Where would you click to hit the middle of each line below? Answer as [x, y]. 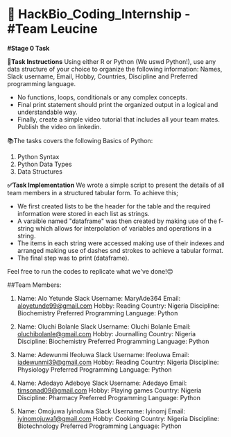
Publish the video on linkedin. [59, 126]
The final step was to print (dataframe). [73, 258]
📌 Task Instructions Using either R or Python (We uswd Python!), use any [112, 61]
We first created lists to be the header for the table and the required [114, 206]
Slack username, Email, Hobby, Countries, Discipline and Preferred [102, 76]
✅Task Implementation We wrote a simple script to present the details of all [116, 185]
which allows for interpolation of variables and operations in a [123, 228]
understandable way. [47, 112]
